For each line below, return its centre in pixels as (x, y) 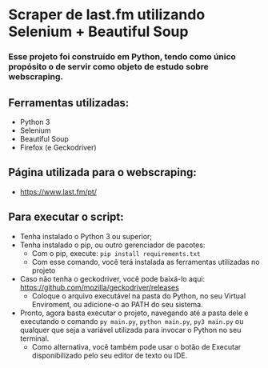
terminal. (34, 338)
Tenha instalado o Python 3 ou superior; (86, 236)
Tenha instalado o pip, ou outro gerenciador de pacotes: (112, 245)
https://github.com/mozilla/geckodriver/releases (100, 287)
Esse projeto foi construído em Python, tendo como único (122, 57)
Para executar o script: (66, 217)
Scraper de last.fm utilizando (107, 15)
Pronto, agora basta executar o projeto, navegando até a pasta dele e (134, 313)
